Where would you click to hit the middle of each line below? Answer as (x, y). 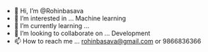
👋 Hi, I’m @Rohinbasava (48, 11)
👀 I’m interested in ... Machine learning (70, 18)
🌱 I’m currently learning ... (52, 26)
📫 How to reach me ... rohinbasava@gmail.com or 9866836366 (108, 41)
